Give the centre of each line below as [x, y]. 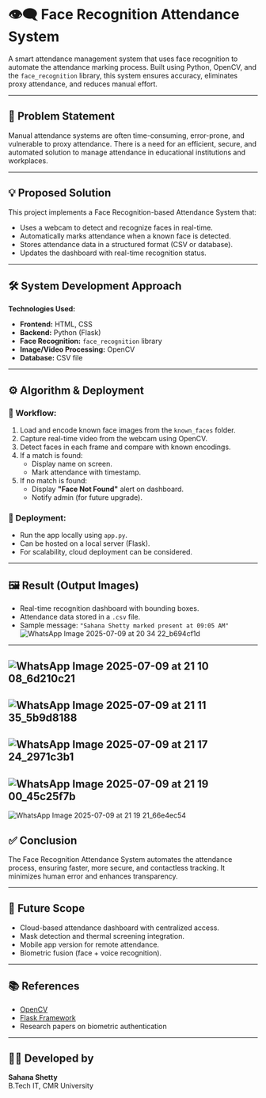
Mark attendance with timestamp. [86, 472]
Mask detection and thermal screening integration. [102, 936]
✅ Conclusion [43, 840]
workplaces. [28, 160]
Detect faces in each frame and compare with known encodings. [125, 447]
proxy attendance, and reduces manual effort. [83, 84]
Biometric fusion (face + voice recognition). [91, 953]
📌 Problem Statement [62, 116]
